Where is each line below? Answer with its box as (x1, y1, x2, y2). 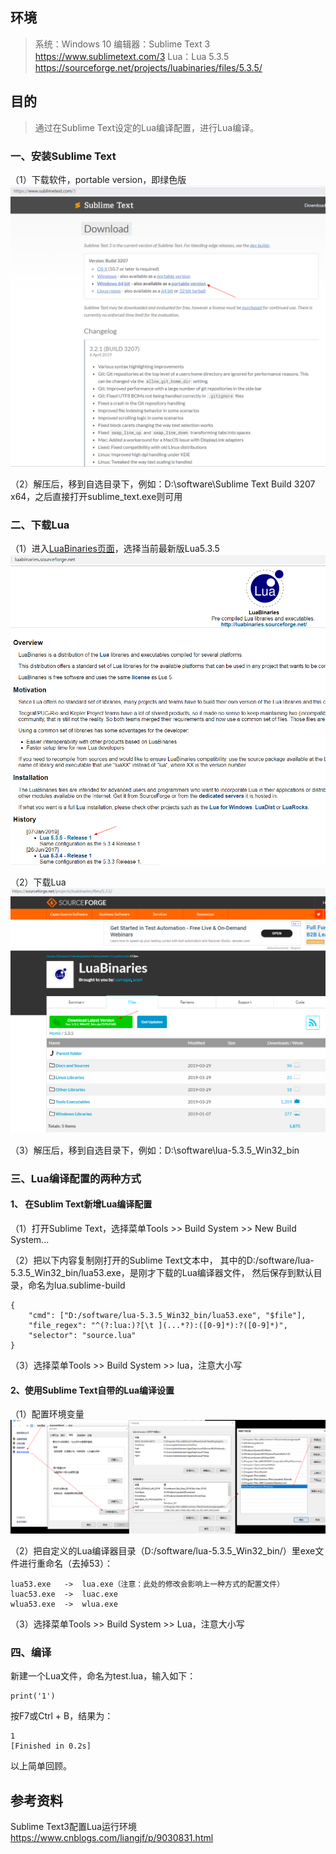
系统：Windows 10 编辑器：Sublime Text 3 (34, 38, 211, 50)
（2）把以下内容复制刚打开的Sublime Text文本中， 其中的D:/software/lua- (10, 1254, 315, 1267)
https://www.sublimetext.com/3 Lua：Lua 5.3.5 (34, 50, 230, 62)
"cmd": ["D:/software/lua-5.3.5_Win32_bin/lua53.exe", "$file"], (28, 1311, 307, 1321)
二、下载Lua (10, 518, 70, 532)
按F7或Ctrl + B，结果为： (10, 1710, 114, 1722)
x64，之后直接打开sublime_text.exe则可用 (10, 490, 183, 502)
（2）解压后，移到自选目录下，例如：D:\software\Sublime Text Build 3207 (10, 478, 316, 490)
